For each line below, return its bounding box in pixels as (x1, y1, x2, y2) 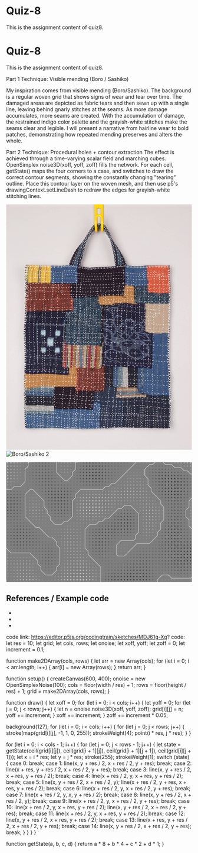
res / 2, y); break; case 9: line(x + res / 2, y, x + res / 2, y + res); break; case (6, 797, 190, 805)
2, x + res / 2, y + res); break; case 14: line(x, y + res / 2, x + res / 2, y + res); (6, 822, 192, 829)
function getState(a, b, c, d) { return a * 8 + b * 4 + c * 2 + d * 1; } (6, 840, 164, 847)
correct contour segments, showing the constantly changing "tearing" (6, 173, 176, 181)
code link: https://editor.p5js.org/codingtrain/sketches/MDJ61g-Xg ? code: (6, 633, 185, 640)
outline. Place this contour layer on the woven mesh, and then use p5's (6, 180, 179, 187)
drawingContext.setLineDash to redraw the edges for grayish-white (6, 186, 170, 193)
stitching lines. (6, 192, 41, 199)
